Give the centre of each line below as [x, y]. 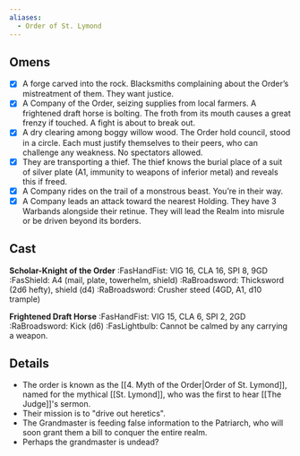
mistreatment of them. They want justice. [98, 94]
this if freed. [45, 181]
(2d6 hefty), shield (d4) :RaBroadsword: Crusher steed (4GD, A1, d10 [136, 289]
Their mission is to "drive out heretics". [94, 414]
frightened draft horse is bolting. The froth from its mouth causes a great [156, 114]
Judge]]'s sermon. [56, 404]
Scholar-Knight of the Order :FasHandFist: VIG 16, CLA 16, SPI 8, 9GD [139, 271]
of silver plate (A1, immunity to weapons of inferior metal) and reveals [150, 172]
